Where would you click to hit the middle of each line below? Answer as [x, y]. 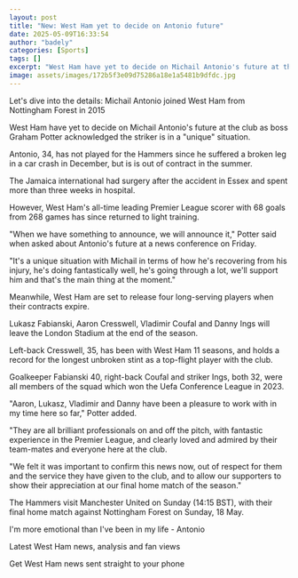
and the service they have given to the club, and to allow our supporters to [145, 476]
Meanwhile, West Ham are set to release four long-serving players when [141, 297]
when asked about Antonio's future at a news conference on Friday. [133, 243]
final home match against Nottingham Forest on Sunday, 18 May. [127, 511]
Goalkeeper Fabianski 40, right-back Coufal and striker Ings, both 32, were [146, 377]
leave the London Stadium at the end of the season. [104, 333]
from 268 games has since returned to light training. [104, 217]
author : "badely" [41, 42]
